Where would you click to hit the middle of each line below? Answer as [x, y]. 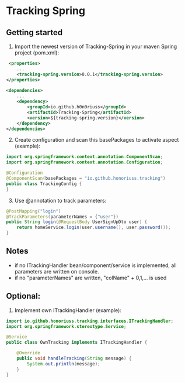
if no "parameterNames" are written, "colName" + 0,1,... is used [90, 278]
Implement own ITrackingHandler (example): [68, 310]
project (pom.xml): [37, 53]
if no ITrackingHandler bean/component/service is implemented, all [95, 265]
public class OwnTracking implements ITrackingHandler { [77, 343]
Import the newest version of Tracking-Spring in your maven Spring [96, 46]
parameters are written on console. [57, 271]
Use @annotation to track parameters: [60, 200]
